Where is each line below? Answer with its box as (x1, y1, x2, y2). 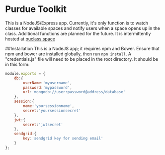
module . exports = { (5, 71, 46, 76)
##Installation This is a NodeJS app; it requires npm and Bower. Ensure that (5, 45, 160, 51)
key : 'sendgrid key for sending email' (23, 136, 103, 141)
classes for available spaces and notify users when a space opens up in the (5, 25, 161, 31)
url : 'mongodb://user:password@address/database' (23, 90, 126, 95)
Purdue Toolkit (5, 3, 67, 15)
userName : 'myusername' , (23, 80, 72, 85)
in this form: (5, 61, 30, 67)
